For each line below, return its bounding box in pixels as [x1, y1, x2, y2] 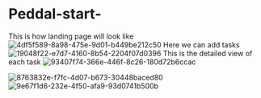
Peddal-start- [8, 5, 102, 23]
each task [8, 57, 41, 67]
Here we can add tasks [162, 39, 240, 49]
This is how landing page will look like [8, 31, 134, 41]
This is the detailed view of [162, 48, 253, 58]
